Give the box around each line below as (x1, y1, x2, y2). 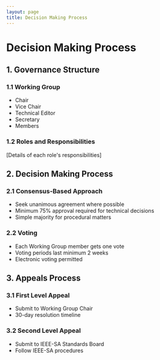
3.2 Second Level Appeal (6, 327, 82, 335)
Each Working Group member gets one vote (14, 242, 125, 250)
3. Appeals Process (6, 273, 81, 284)
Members (14, 122, 39, 130)
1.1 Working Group (6, 83, 60, 91)
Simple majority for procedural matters (14, 213, 112, 221)
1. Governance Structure (6, 65, 100, 75)
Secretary (14, 116, 40, 123)
